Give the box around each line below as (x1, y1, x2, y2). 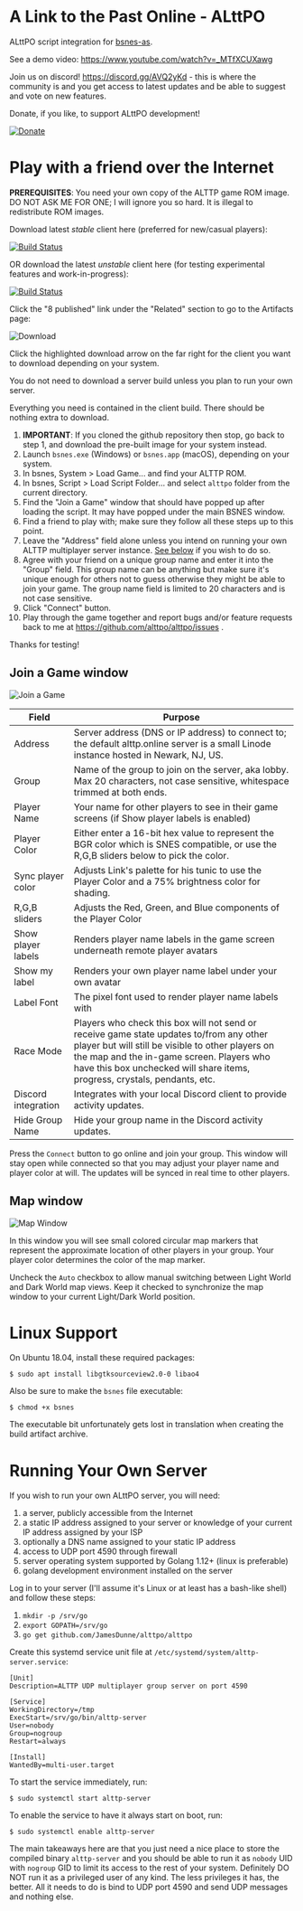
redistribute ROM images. (9, 206, 105, 217)
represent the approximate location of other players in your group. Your (9, 1245, 274, 1256)
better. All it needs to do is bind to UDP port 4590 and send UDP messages (9, 1882, 289, 1893)
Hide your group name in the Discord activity (73, 1114, 263, 1126)
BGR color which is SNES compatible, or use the (73, 838, 278, 851)
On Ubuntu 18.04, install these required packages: (9, 1352, 196, 1363)
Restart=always (9, 1737, 67, 1746)
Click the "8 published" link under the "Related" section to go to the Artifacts (9, 303, 294, 314)
